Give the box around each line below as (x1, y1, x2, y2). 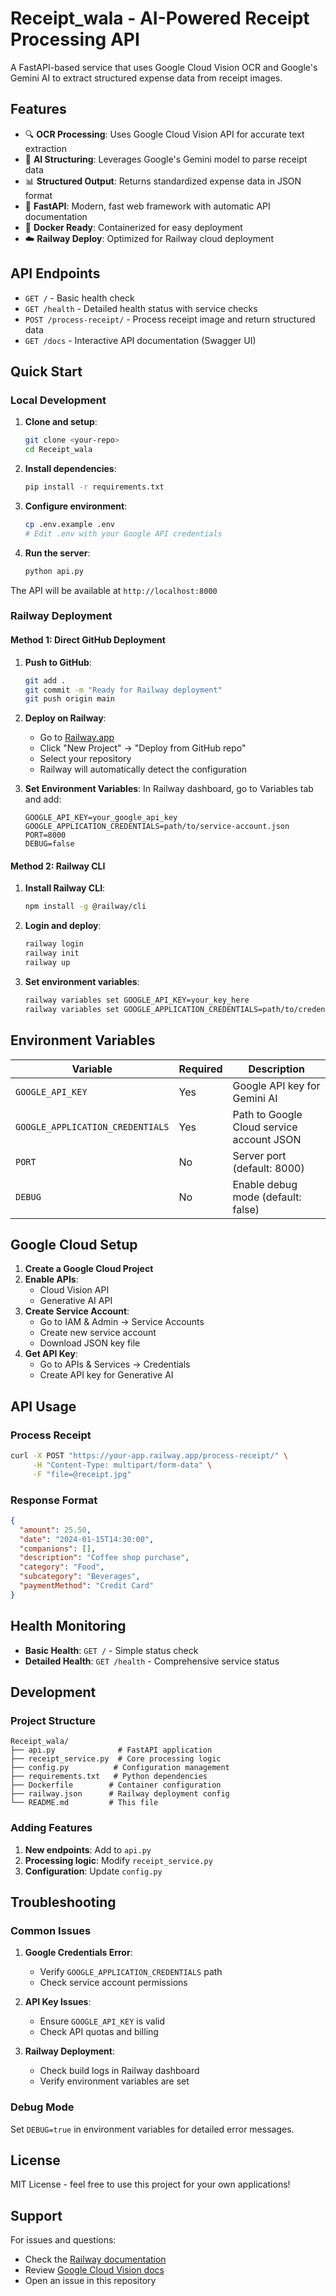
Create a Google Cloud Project (24, 1263, 154, 1275)
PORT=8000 (24, 830, 67, 841)
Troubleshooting (10, 1894, 117, 1911)
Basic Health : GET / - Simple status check (24, 1644, 199, 1656)
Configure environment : (24, 500, 128, 512)
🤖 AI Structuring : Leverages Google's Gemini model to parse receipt (24, 153, 308, 165)
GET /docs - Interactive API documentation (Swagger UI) (24, 334, 257, 346)
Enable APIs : (24, 1273, 79, 1286)
